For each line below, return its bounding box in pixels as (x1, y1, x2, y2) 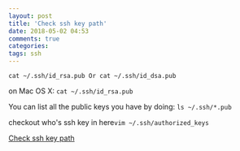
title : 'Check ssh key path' (8, 19, 107, 28)
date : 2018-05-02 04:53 (8, 27, 89, 35)
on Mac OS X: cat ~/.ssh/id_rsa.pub (8, 86, 133, 96)
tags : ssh (8, 50, 42, 58)
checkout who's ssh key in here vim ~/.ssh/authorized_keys (8, 118, 209, 127)
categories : (8, 42, 49, 50)
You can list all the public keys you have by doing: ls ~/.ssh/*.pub (8, 102, 232, 111)
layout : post (8, 11, 53, 20)
